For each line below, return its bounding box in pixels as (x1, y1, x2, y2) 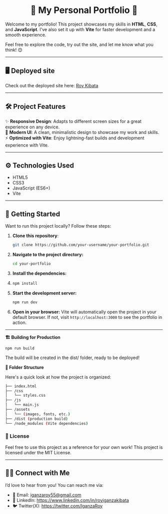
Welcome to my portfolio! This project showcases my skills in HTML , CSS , (5, 21, 157, 27)
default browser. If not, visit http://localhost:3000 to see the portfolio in (12, 314, 162, 320)
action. (12, 319, 27, 325)
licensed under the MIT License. (5, 449, 71, 455)
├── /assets (5, 407, 30, 412)
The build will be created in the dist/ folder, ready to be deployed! (5, 355, 140, 361)
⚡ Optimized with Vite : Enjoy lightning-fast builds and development (5, 135, 144, 141)
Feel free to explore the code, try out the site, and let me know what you (5, 41, 153, 47)
